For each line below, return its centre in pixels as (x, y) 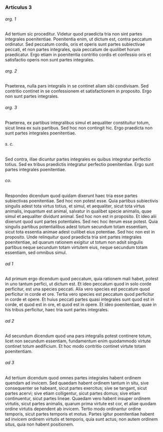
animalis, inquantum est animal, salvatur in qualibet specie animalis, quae (78, 211)
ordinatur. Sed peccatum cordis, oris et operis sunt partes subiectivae (75, 44)
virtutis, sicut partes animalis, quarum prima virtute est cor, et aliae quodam (81, 403)
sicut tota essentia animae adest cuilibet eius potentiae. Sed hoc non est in (80, 232)
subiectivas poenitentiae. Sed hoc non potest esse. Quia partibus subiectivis (81, 200)
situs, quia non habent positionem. (40, 424)
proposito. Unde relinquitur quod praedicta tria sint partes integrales (73, 237)
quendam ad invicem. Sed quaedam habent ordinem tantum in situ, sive (77, 383)
